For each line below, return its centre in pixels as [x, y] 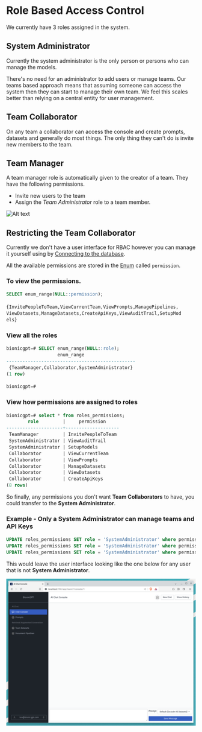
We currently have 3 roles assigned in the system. [68, 27]
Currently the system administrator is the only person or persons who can [98, 60]
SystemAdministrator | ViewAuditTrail [57, 441]
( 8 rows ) [17, 485]
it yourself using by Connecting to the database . [66, 254]
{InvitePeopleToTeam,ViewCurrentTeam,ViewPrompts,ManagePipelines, [93, 307]
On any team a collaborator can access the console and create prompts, [96, 131]
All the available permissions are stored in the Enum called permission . [93, 265]
